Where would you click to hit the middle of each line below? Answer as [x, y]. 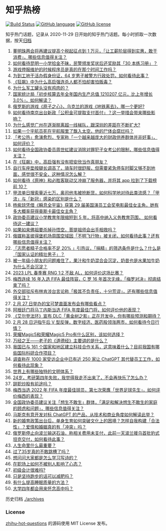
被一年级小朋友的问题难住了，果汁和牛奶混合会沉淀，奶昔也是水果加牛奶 [86, 260]
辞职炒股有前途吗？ [32, 384]
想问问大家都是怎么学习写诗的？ [45, 458]
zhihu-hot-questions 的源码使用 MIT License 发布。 [58, 524]
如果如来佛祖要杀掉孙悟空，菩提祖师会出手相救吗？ [65, 229]
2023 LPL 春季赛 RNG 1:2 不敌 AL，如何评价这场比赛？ [68, 273]
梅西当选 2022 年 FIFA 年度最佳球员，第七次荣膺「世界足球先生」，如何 [84, 389]
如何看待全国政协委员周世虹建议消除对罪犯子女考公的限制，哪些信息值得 [86, 149]
